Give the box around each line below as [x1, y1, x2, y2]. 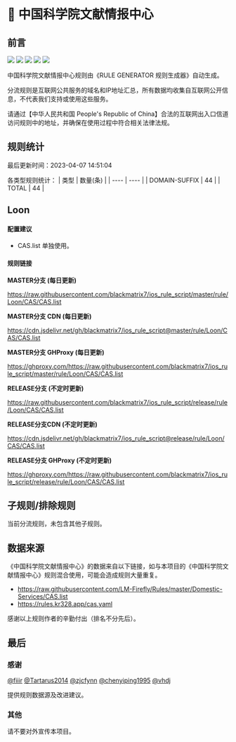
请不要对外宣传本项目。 [7, 727, 75, 736]
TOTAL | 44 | [7, 183, 44, 192]
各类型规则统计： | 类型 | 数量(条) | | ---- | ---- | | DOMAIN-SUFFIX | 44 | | [7, 176, 221, 184]
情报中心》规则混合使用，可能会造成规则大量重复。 [13, 571, 162, 580]
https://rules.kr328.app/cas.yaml [17, 600, 113, 608]
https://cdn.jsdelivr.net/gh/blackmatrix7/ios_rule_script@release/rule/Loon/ [7, 434, 225, 443]
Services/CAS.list [17, 592, 68, 601]
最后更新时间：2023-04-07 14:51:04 [7, 161, 112, 169]
